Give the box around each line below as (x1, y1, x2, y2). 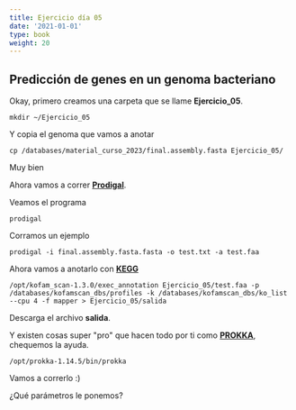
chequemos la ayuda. (9, 340, 89, 351)
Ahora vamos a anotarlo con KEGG (9, 263, 139, 275)
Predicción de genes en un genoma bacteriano (9, 71, 276, 87)
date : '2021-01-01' (9, 22, 83, 31)
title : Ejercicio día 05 (9, 13, 103, 23)
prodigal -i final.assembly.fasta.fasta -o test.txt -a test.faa (9, 248, 259, 257)
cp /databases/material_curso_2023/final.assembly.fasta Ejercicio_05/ (9, 146, 283, 156)
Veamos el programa (9, 197, 87, 208)
